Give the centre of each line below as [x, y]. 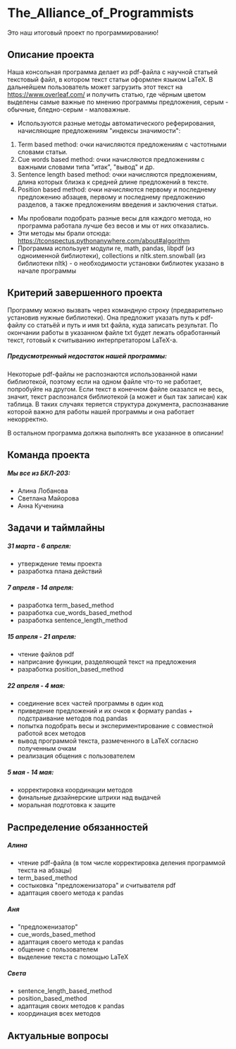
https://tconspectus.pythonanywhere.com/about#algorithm [104, 240]
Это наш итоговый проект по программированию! [83, 33]
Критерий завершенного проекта [85, 293]
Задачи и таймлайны [56, 528]
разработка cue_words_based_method [75, 613]
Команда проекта [49, 455]
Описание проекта [51, 55]
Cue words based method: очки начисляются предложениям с [111, 159]
